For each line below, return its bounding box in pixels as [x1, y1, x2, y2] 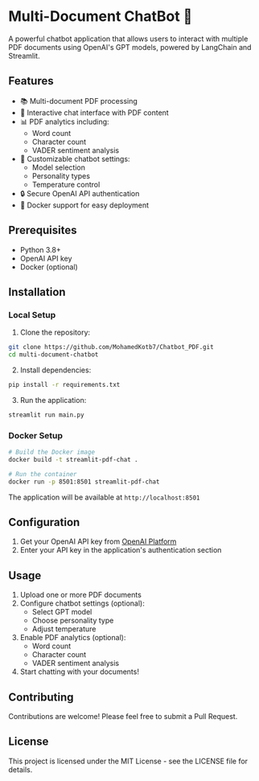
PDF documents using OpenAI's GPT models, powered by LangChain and [8, 42, 252, 51]
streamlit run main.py [8, 410, 84, 419]
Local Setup [8, 309, 56, 320]
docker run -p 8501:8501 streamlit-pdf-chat [8, 478, 160, 486]
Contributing [8, 690, 74, 704]
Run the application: [19, 395, 87, 405]
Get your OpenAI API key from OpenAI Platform [19, 536, 177, 546]
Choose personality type [31, 615, 114, 626]
